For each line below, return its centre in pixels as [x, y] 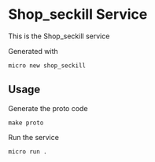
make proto [26, 123]
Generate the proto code [48, 108]
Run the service [33, 137]
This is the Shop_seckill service [59, 36]
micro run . [28, 151]
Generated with [33, 51]
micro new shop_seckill [47, 65]
